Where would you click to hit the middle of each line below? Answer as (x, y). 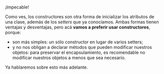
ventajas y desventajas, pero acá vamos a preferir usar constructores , (78, 27)
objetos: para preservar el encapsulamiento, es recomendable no (79, 52)
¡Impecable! (17, 7)
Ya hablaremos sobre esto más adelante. (46, 67)
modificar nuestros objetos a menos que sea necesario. (69, 58)
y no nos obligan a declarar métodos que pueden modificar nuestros (82, 47)
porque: (13, 32)
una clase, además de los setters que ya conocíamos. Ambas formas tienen (82, 22)
